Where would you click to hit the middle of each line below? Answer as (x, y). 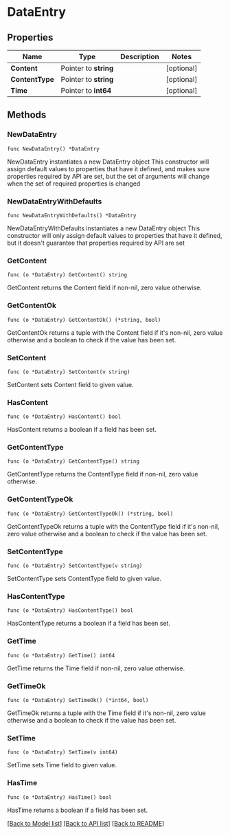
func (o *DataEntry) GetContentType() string (73, 461)
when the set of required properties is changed (74, 184)
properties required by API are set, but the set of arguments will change (108, 176)
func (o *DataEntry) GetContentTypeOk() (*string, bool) (90, 514)
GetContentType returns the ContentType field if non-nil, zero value (103, 474)
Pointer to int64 (86, 90)
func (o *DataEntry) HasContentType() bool (70, 611)
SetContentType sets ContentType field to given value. (84, 579)
